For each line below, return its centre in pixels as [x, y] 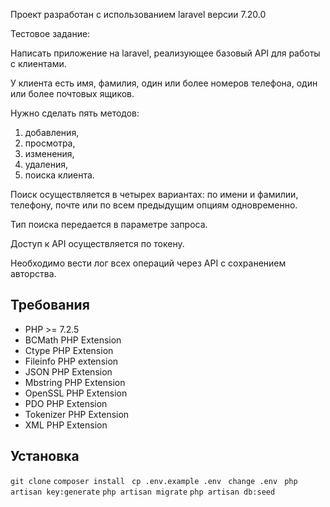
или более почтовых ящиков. [72, 93]
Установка [45, 456]
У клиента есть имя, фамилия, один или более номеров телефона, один [164, 83]
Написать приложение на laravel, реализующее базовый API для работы [165, 53]
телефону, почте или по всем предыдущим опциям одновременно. [154, 205]
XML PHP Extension [66, 425]
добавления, [52, 132]
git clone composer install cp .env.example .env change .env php [154, 481]
